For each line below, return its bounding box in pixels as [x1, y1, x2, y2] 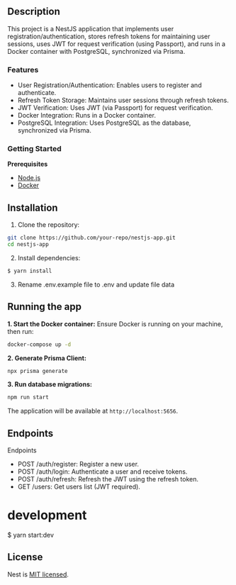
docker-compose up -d [7, 340, 72, 348]
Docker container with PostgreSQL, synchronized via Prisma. [7, 47, 186, 55]
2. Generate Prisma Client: [7, 354, 87, 362]
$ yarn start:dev [7, 531, 55, 540]
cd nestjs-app [7, 241, 50, 248]
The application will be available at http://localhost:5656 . [7, 407, 179, 416]
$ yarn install [7, 267, 52, 274]
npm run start [7, 394, 50, 401]
